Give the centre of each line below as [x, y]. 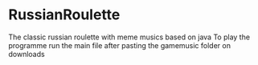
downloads [27, 54]
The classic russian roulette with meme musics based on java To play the [129, 37]
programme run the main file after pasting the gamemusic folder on [120, 45]
